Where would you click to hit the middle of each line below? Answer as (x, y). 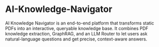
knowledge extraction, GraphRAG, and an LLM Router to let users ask (77, 33)
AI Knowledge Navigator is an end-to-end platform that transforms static (80, 23)
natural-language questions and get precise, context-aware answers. (76, 39)
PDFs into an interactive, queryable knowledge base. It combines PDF (77, 28)
